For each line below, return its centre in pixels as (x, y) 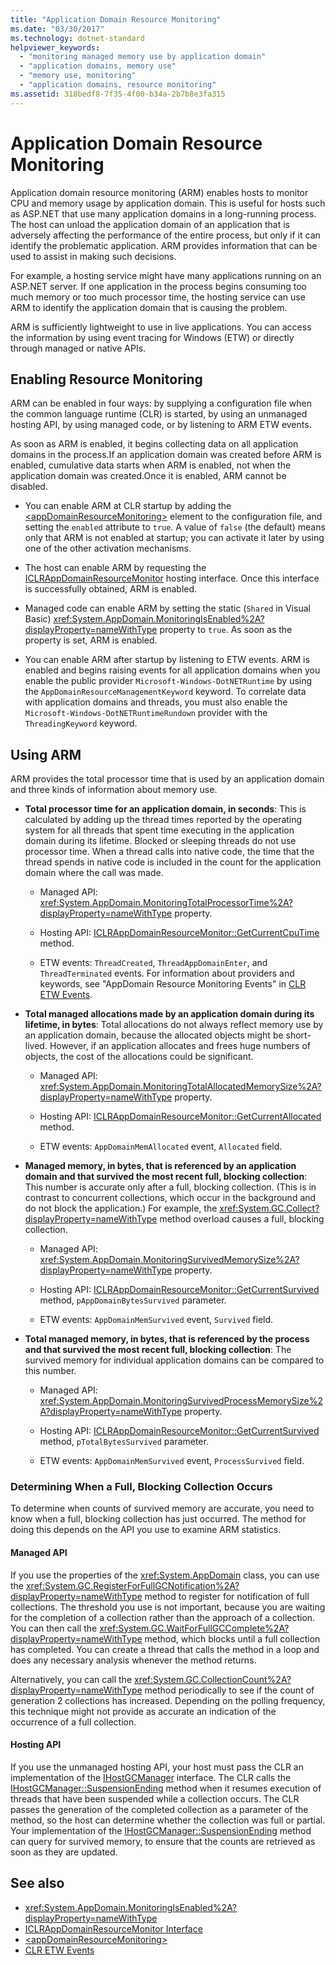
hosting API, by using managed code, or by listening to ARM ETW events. (161, 425)
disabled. (29, 487)
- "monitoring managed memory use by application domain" (143, 57)
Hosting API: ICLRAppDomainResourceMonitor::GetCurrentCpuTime (179, 933)
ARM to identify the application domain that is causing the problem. (149, 307)
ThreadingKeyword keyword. (81, 723)
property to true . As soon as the (226, 630)
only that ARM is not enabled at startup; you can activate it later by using (174, 538)
